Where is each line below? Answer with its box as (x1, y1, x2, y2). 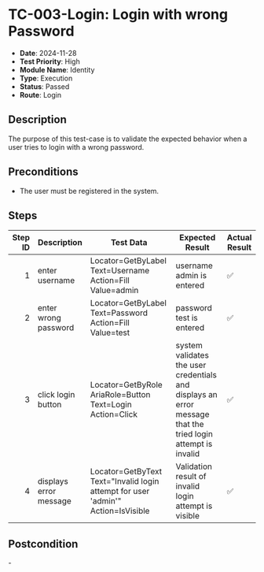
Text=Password (90, 307, 148, 318)
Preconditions (8, 165, 79, 179)
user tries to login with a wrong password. (8, 142, 145, 151)
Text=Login (90, 399, 132, 410)
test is (175, 313, 198, 324)
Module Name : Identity (19, 65, 95, 74)
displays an (175, 389, 218, 400)
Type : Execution (19, 73, 73, 83)
